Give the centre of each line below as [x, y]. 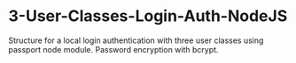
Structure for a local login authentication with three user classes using [136, 40]
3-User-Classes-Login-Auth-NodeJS [148, 16]
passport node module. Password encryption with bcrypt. [113, 49]
